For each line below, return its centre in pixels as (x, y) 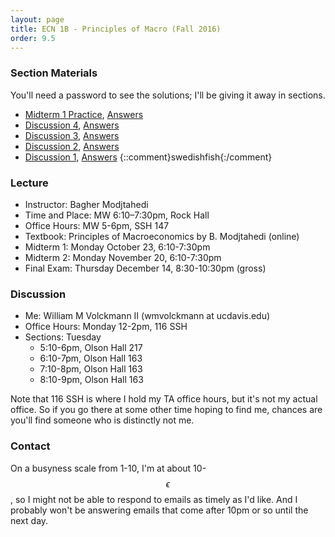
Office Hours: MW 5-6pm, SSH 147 (97, 225)
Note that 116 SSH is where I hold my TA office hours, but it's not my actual (164, 399)
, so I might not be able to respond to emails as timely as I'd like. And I (154, 499)
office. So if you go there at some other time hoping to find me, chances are (166, 410)
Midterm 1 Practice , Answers (84, 114)
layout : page (37, 19)
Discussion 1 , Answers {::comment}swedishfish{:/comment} (148, 157)
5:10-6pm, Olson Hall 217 (91, 348)
